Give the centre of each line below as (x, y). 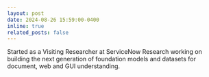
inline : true (26, 26)
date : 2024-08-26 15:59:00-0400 (53, 20)
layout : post (26, 13)
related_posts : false (38, 32)
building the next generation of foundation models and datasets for (102, 59)
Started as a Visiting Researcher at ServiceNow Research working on (104, 52)
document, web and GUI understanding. (64, 66)
